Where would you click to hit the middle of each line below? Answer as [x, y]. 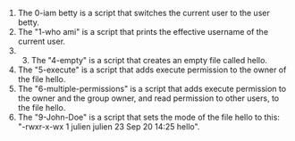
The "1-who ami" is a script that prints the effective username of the [143, 32]
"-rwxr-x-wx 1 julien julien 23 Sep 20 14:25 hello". [109, 127]
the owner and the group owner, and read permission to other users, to [148, 98]
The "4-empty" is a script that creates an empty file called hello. [149, 60]
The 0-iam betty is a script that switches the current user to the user [143, 13]
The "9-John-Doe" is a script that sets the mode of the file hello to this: [148, 117]
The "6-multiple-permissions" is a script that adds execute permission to [152, 89]
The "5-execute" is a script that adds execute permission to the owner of [152, 70]
